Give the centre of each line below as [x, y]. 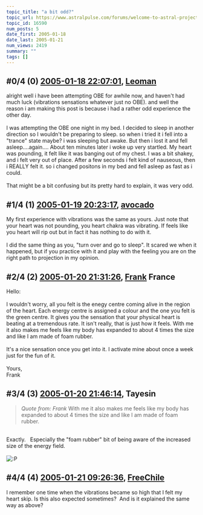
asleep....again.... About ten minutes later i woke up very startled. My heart [99, 147]
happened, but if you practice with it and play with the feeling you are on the [101, 251]
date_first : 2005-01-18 [36, 34]
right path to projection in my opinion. [53, 258]
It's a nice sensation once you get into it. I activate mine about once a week [100, 349]
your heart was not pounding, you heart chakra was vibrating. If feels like [97, 226]
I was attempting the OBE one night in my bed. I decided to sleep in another [100, 128]
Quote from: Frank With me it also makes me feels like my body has [105, 408]
